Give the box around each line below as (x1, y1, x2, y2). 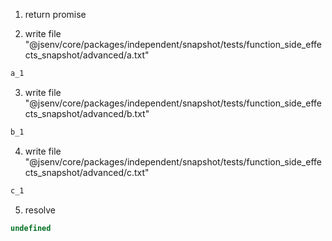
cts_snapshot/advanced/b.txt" (24, 107, 150, 119)
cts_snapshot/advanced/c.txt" (24, 166, 150, 178)
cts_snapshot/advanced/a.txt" (24, 49, 150, 61)
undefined (10, 223, 52, 233)
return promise (24, 9, 87, 20)
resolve (24, 204, 56, 216)
